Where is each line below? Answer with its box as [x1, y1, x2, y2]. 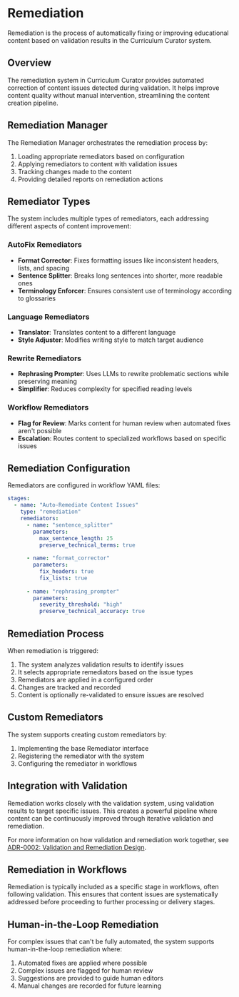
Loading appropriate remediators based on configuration [17, 152, 185, 161]
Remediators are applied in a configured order [17, 675, 153, 684]
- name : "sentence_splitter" [26, 521, 113, 529]
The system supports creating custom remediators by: [7, 730, 168, 739]
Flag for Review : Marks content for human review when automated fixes [17, 419, 230, 427]
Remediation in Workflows [7, 864, 127, 876]
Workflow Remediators [7, 403, 89, 413]
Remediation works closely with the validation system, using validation [7, 799, 215, 807]
